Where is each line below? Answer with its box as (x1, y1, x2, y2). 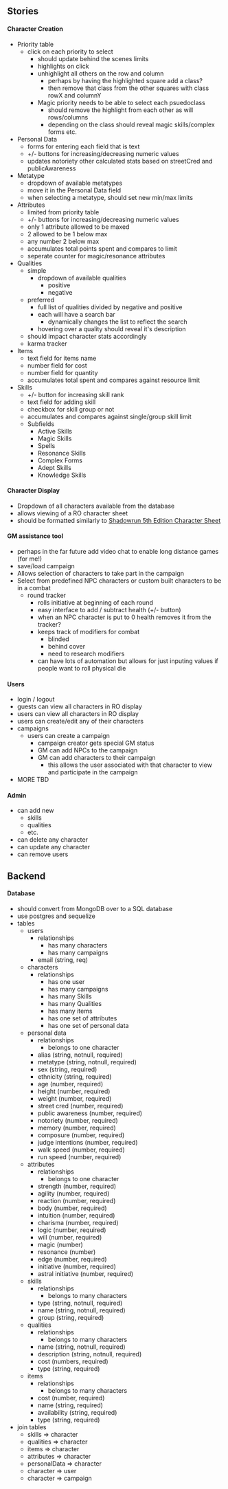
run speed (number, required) (37, 1153, 122, 1161)
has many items (47, 1007, 93, 1015)
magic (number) (37, 1240, 84, 1249)
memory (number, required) (37, 1123, 117, 1132)
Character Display (7, 486, 60, 495)
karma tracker (27, 339, 67, 348)
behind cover (47, 642, 86, 650)
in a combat (16, 584, 52, 592)
